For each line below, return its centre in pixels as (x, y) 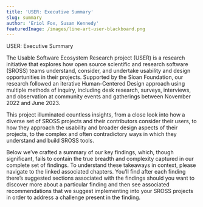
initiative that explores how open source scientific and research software (97, 64)
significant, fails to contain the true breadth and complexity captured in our (100, 159)
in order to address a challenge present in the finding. (74, 197)
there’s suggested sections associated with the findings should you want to (101, 178)
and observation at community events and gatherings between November (99, 97)
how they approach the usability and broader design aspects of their (92, 127)
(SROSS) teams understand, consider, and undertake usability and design (98, 71)
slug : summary (24, 18)
